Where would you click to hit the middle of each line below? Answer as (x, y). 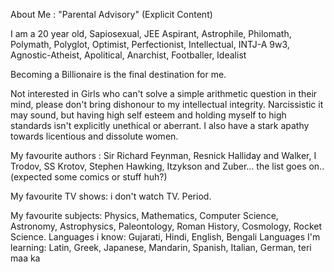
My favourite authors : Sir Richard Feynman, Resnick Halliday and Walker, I (163, 155)
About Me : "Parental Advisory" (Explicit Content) (111, 14)
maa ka (25, 258)
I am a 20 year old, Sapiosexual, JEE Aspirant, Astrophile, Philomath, (151, 33)
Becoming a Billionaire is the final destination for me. (118, 74)
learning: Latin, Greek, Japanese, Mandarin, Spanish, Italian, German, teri (161, 247)
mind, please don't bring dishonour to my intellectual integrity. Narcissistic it (167, 104)
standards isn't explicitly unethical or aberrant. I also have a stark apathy (160, 125)
